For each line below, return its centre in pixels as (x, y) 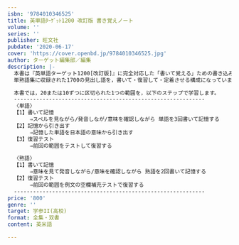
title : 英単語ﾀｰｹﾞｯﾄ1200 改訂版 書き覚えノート (70, 21)
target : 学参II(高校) (37, 211)
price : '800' (27, 198)
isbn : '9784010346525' (41, 14)
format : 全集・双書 (33, 218)
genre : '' (22, 205)
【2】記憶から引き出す (42, 126)
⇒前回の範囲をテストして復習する (71, 146)
